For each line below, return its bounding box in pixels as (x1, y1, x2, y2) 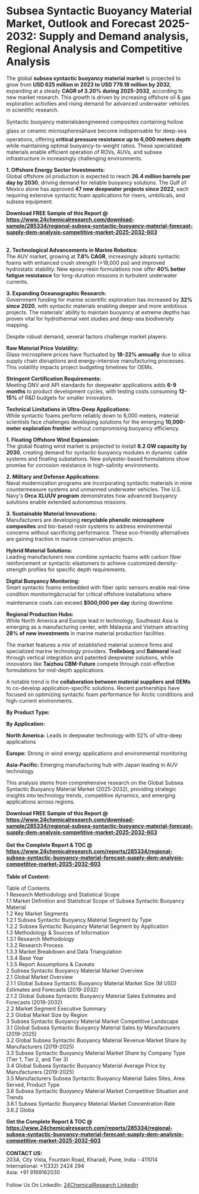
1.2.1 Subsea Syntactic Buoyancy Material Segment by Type (6, 916, 152, 923)
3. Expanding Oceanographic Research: (6, 289, 107, 296)
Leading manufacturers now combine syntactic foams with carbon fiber (6, 553, 182, 560)
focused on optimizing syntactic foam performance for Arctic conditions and (6, 691, 194, 698)
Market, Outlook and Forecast (6, 17, 156, 30)
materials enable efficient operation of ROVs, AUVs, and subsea (6, 148, 162, 156)
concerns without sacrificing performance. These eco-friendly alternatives (6, 529, 189, 536)
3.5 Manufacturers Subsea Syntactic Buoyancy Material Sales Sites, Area (6, 1075, 185, 1082)
